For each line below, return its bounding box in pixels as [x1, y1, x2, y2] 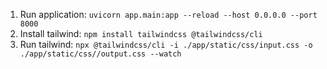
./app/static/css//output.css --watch [19, 49, 182, 59]
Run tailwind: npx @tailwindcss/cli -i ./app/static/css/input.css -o [19, 39, 313, 50]
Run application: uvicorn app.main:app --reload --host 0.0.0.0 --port [19, 9, 318, 20]
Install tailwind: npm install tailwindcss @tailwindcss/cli [19, 28, 263, 39]
